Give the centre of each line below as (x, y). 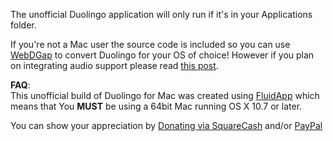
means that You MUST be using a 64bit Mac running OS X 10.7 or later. (156, 106)
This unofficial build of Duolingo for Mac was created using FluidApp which (165, 95)
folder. (23, 25)
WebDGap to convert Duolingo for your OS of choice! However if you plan (162, 55)
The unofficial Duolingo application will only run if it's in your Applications (161, 14)
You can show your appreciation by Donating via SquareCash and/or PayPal (166, 125)
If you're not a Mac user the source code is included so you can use (150, 44)
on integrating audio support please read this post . (114, 65)
